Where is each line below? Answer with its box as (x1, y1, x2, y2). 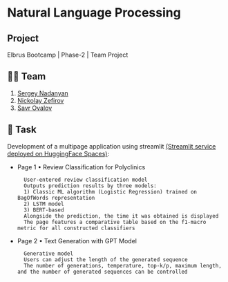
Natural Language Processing (7, 5, 181, 21)
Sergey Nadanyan (17, 88, 69, 97)
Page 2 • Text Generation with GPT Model (17, 236, 137, 245)
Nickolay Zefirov (17, 96, 64, 104)
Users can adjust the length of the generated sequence (23, 256, 188, 263)
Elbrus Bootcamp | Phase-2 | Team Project (7, 50, 129, 59)
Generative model (23, 250, 74, 257)
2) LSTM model (23, 200, 64, 207)
